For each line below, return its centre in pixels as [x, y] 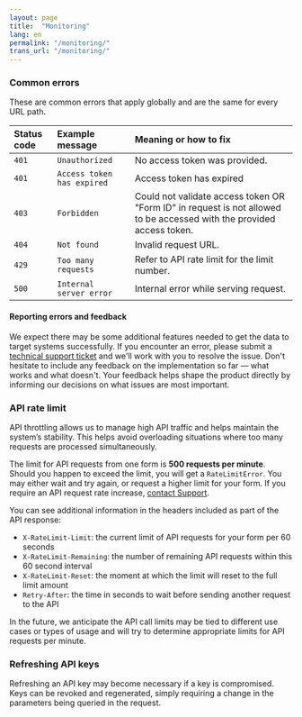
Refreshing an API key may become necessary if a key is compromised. [142, 684]
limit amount [45, 585]
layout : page [34, 18]
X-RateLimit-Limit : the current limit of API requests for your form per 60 [156, 537]
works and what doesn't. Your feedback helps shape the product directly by [150, 375]
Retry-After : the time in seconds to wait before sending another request [156, 594]
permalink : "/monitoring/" [60, 43]
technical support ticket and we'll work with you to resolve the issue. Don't [147, 356]
